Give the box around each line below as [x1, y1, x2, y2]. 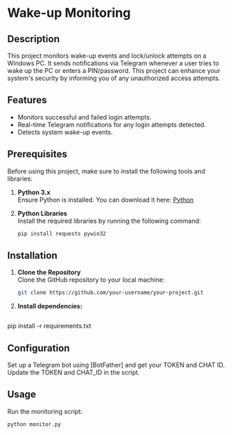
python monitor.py [7, 420, 61, 428]
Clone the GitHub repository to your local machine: [17, 275, 165, 284]
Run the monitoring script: [7, 407, 83, 415]
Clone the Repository [17, 268, 81, 277]
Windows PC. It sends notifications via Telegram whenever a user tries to [7, 59, 219, 67]
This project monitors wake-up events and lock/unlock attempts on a [7, 51, 207, 60]
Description [7, 33, 60, 45]
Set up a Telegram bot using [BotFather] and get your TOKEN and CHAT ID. [7, 361, 225, 369]
